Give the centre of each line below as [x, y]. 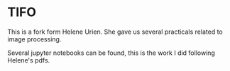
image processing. [34, 39]
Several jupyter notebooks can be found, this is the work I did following [111, 53]
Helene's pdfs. [29, 60]
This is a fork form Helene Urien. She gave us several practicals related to [115, 32]
